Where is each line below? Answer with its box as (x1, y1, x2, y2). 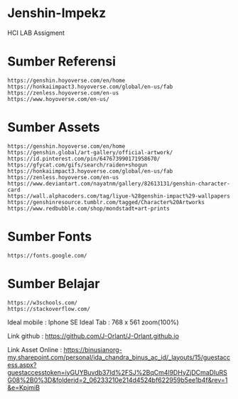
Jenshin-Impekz (7, 5, 107, 21)
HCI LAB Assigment (7, 28, 65, 37)
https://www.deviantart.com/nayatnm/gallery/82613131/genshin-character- (7, 180, 231, 187)
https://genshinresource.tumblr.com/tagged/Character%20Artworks (7, 198, 205, 206)
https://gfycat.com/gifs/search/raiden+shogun (7, 161, 148, 169)
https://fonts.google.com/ (7, 252, 87, 259)
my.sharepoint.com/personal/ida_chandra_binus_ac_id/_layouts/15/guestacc (7, 353, 231, 361)
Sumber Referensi (7, 53, 116, 70)
